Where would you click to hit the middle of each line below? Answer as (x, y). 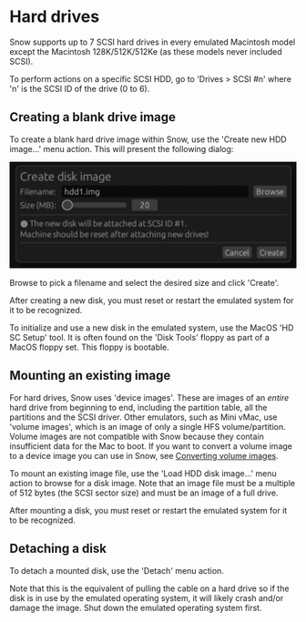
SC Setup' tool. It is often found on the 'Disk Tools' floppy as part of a (140, 338)
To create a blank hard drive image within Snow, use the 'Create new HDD (148, 139)
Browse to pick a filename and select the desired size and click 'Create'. (144, 283)
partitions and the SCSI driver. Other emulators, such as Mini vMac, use (143, 417)
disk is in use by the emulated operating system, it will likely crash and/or (147, 597)
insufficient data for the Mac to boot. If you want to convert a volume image (151, 446)
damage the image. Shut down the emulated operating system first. (136, 607)
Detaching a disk (58, 549)
